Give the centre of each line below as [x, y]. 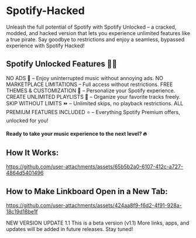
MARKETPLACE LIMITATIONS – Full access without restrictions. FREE [90, 84]
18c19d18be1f [22, 211]
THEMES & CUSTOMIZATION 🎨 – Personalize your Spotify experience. [91, 90]
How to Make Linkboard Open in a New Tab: [87, 191]
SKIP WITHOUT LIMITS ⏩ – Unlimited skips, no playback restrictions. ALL [95, 103]
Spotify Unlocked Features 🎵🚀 [62, 64]
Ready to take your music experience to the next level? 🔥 [77, 134]
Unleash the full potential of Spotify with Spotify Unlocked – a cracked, [91, 27]
